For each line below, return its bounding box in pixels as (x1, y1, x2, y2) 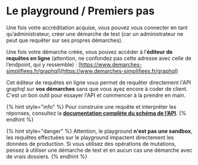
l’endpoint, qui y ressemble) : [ (6, 61, 81, 68)
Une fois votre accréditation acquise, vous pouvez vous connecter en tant (6, 24, 188, 31)
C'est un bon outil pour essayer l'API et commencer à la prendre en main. (6, 91, 186, 99)
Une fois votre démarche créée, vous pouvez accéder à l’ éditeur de (6, 48, 173, 55)
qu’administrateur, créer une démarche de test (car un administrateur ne (6, 30, 184, 37)
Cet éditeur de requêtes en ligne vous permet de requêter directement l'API (6, 79, 191, 86)
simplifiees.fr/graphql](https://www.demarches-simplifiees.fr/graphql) (6, 67, 178, 74)
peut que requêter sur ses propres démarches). (6, 36, 123, 44)
